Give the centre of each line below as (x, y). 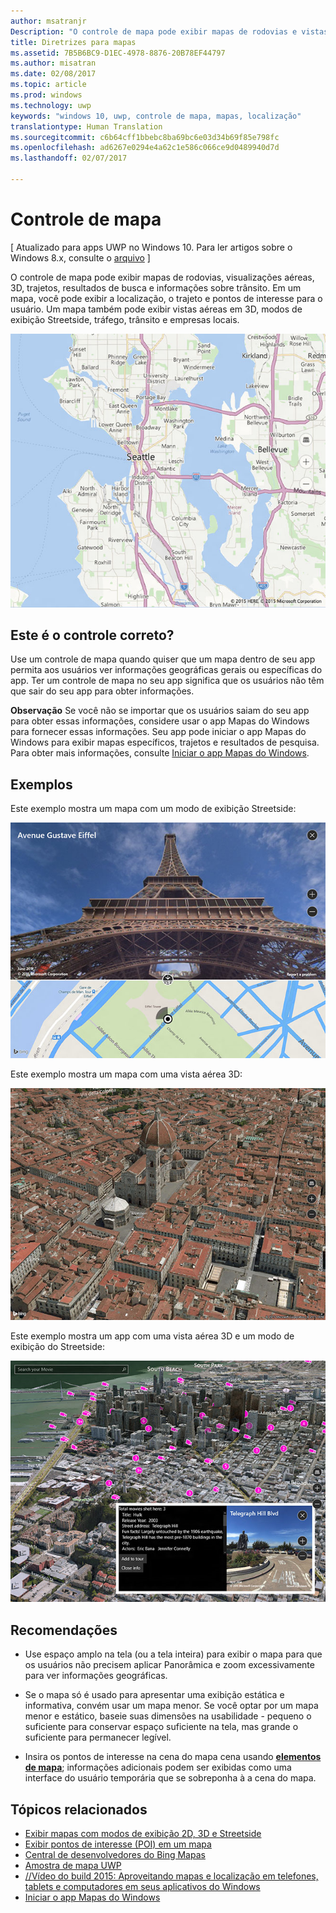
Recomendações (64, 1630)
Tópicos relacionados (79, 1809)
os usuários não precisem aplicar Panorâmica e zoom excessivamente (169, 1665)
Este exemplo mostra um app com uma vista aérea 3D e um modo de (152, 1336)
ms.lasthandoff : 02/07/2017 (69, 158)
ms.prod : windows (46, 95)
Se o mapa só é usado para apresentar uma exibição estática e (154, 1695)
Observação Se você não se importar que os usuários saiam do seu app (160, 711)
